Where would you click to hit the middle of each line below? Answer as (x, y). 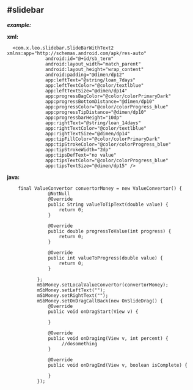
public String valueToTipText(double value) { (108, 204)
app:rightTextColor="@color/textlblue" (96, 128)
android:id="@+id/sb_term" (80, 58)
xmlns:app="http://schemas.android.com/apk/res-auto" (77, 53)
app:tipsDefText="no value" (81, 155)
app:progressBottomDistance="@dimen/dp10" (100, 101)
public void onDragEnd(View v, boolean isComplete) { (118, 365)
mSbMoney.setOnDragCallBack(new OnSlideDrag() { (100, 301)
